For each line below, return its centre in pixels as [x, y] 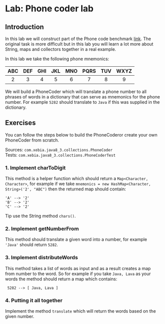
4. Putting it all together [34, 300]
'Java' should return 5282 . [32, 245]
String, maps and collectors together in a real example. [61, 49]
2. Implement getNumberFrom [42, 229]
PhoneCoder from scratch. [32, 140]
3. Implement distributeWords [42, 258]
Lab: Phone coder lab [49, 9]
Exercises [20, 123]
